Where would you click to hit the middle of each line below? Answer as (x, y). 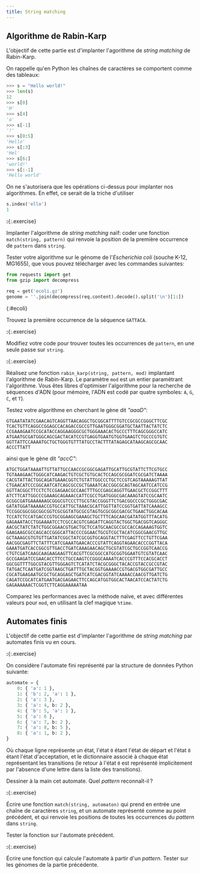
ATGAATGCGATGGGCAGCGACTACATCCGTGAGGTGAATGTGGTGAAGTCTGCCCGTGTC (87, 437)
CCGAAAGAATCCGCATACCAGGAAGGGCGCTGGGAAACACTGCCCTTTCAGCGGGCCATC (87, 431)
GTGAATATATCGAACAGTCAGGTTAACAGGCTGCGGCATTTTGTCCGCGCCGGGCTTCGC (87, 421)
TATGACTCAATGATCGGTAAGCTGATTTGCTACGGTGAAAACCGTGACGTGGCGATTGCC (87, 569)
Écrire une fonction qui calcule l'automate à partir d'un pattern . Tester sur (97, 858)
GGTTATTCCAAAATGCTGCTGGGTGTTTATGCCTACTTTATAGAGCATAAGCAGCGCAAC (87, 442)
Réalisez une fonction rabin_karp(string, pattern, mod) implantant (90, 372)
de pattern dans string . (36, 246)
